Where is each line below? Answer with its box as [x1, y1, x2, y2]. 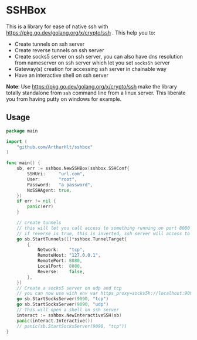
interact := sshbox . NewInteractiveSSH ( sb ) [16, 312, 122, 318]
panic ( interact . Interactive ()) [16, 318, 93, 324]
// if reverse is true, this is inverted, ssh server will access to [16, 230, 191, 236]
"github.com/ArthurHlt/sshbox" [16, 144, 93, 150]
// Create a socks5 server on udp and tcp [16, 285, 122, 291]
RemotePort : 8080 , [37, 258, 83, 264]
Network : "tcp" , [37, 247, 85, 253]
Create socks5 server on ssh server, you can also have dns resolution [14, 53, 184, 60]
